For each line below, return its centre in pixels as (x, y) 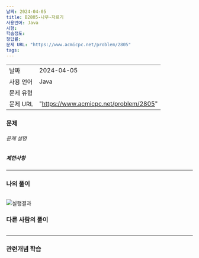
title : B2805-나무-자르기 (35, 17)
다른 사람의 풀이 (27, 220)
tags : (13, 50)
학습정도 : (16, 34)
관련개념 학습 (24, 249)
